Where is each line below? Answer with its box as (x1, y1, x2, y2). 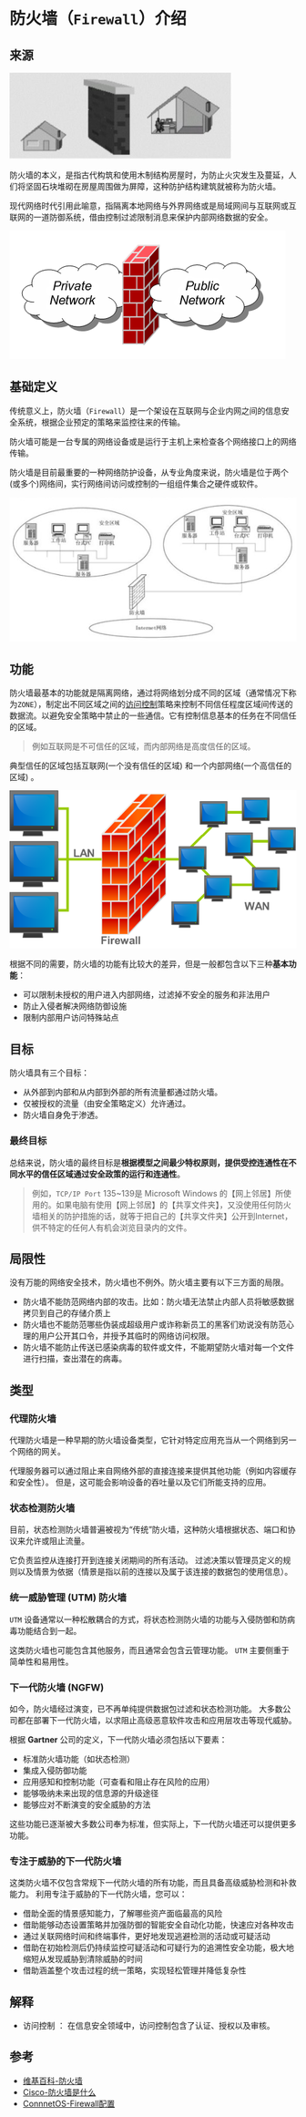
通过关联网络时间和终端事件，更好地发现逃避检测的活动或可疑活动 (22, 1931, 270, 1942)
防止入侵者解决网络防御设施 (22, 1001, 127, 1012)
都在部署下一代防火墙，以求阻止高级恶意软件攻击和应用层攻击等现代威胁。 (16, 1714, 297, 1725)
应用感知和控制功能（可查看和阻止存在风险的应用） (22, 1776, 215, 1787)
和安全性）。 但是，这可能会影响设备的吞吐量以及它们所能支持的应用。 (9, 1477, 271, 1488)
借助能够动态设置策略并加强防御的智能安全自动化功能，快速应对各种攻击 (22, 1919, 294, 1930)
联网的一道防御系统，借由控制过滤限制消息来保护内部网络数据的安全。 (9, 211, 273, 222)
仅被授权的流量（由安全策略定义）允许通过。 (22, 1098, 191, 1109)
